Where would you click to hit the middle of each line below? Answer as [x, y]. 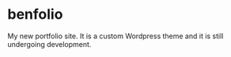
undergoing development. [49, 44]
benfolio [35, 14]
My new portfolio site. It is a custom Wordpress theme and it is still [116, 36]
